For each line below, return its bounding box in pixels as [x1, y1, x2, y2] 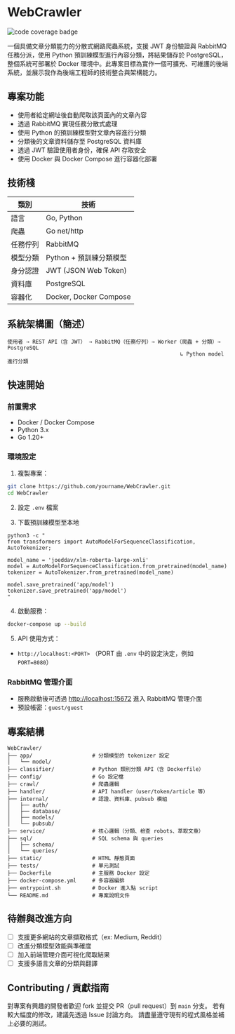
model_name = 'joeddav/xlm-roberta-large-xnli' [7, 557, 149, 564]
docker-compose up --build [7, 621, 86, 628]
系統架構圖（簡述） [7, 318, 90, 330]
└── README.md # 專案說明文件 [7, 892, 130, 899]
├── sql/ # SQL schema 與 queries [7, 835, 163, 842]
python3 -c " [7, 532, 46, 539]
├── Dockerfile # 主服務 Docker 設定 [7, 870, 150, 877]
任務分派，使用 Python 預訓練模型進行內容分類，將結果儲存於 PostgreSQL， [7, 51, 227, 59]
